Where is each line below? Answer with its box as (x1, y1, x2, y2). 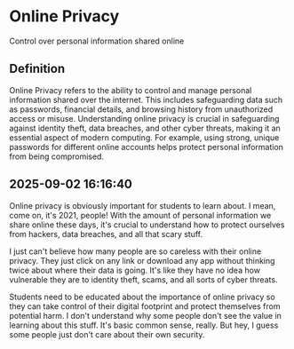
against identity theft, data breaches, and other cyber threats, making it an (9, 123, 282, 133)
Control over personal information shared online (9, 36, 185, 46)
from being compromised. (9, 151, 105, 162)
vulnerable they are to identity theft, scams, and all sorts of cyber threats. (9, 274, 278, 285)
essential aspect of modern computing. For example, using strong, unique (9, 131, 280, 143)
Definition (9, 61, 65, 76)
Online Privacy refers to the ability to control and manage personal (9, 84, 252, 95)
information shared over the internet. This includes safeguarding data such (9, 94, 282, 105)
